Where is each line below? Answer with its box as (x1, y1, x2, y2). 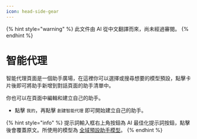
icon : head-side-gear (6, 8, 59, 15)
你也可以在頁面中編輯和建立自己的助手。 (6, 94, 104, 101)
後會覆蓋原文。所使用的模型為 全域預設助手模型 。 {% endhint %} (6, 126, 163, 133)
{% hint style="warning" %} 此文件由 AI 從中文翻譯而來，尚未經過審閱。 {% (6, 25, 189, 32)
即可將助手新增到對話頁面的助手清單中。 (16, 82, 114, 89)
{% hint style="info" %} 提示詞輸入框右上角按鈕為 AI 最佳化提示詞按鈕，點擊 (6, 119, 191, 126)
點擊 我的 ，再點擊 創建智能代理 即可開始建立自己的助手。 (14, 106, 147, 114)
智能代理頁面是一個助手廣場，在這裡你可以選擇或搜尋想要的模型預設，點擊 (6, 74, 186, 82)
